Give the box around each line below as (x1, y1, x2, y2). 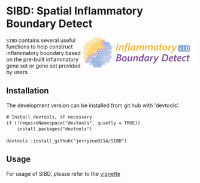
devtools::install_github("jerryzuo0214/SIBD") (6, 138, 128, 144)
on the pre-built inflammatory (6, 56, 79, 63)
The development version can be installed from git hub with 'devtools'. (6, 102, 180, 109)
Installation (6, 86, 49, 96)
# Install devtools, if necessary (6, 114, 93, 120)
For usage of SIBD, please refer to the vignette (6, 170, 121, 177)
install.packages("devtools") (17, 126, 93, 132)
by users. (6, 68, 29, 75)
